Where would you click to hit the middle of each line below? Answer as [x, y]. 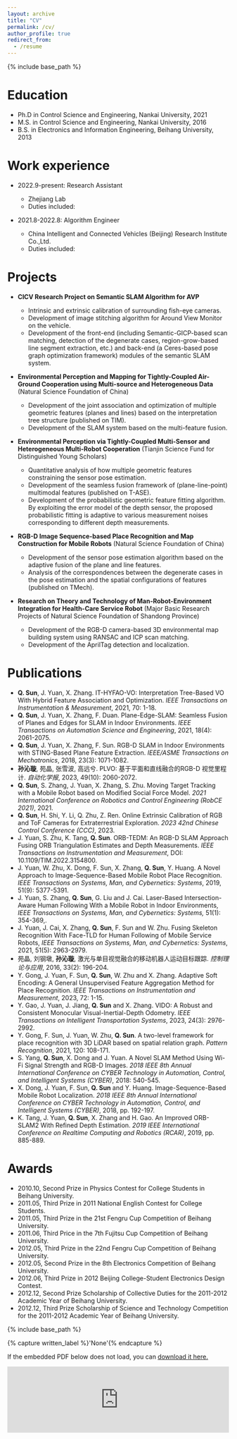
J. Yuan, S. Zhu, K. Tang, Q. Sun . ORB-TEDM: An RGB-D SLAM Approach [123, 837]
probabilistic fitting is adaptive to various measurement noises [118, 515]
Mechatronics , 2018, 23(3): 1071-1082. [73, 760]
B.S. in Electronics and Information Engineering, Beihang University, [116, 129]
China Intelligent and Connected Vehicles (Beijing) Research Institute [127, 233]
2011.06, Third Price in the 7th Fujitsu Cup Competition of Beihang [113, 1233]
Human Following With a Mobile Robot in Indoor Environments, [128, 905]
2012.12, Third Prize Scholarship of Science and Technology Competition [123, 1308]
